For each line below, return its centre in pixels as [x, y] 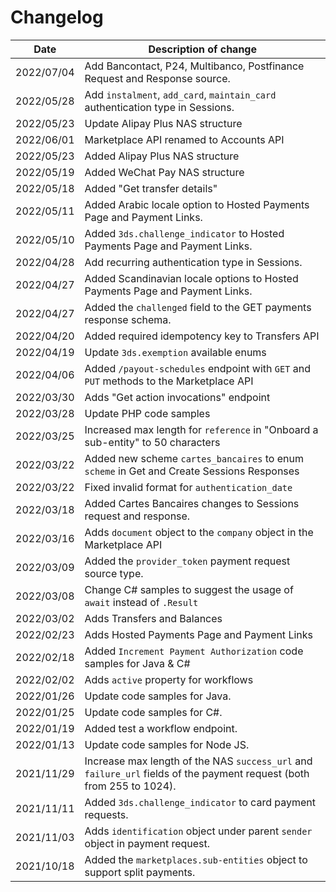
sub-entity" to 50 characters [152, 442]
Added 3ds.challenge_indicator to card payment [200, 802]
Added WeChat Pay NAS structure [164, 172]
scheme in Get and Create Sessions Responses [192, 471]
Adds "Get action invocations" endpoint [177, 397]
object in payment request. [147, 843]
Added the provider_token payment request [187, 561]
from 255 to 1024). [130, 786]
